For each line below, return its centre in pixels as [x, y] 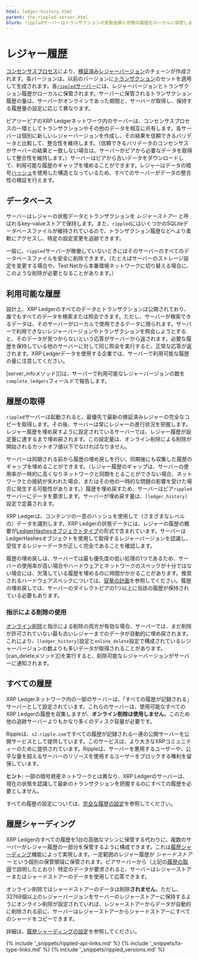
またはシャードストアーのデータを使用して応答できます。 [81, 876]
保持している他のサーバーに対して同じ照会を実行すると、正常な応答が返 [104, 346]
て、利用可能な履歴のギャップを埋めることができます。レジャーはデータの [96, 165]
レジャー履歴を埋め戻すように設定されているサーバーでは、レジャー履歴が [96, 431]
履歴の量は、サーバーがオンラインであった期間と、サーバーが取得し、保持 [97, 101]
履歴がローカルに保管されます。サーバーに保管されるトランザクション [107, 94]
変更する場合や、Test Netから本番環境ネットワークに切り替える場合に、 [104, 266]
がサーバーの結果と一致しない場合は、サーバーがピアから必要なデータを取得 [99, 151]
